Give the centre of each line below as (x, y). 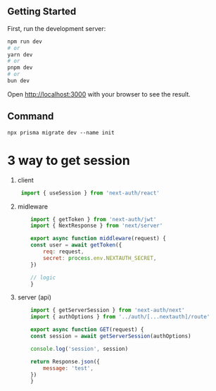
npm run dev (25, 42)
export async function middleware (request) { (99, 239)
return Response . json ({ (65, 361)
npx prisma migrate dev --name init (61, 132)
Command (31, 117)
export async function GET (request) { (87, 330)
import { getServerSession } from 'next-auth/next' (108, 310)
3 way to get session (69, 160)
